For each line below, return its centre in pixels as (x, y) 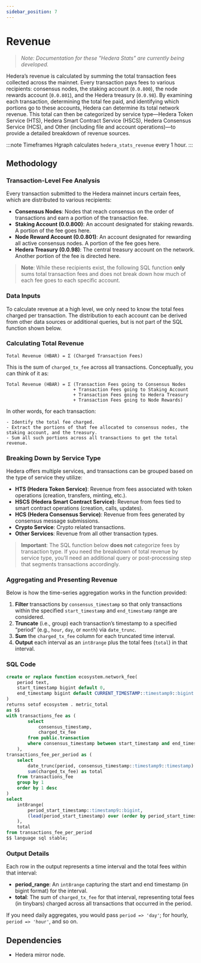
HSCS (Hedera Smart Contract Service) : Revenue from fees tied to (98, 502)
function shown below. (34, 328)
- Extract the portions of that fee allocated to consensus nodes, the (97, 427)
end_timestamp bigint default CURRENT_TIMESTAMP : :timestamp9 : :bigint (106, 694)
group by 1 (31, 783)
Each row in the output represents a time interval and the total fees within (96, 867)
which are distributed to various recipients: (59, 200)
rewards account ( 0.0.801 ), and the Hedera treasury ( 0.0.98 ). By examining (99, 95)
